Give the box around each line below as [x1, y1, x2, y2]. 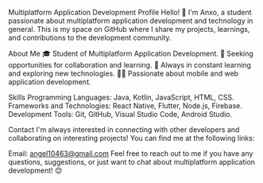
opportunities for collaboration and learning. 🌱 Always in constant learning [8, 60, 252, 69]
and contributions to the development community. [8, 33, 172, 42]
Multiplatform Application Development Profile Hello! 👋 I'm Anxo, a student [8, 8, 252, 17]
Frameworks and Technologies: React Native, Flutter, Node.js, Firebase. [8, 101, 242, 111]
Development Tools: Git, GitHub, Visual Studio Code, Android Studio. [8, 110, 233, 119]
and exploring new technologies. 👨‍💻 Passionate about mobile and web [8, 68, 239, 78]
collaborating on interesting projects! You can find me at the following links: [8, 134, 255, 142]
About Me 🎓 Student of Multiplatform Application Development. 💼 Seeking [8, 49, 254, 58]
